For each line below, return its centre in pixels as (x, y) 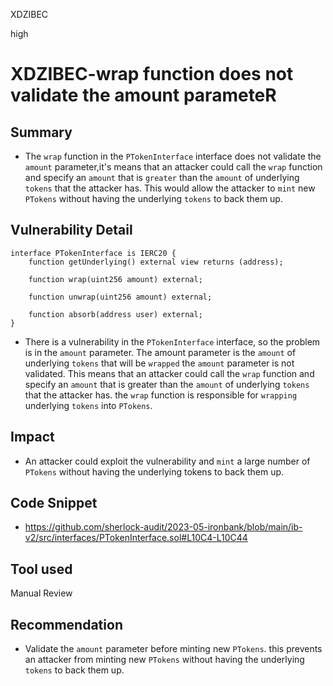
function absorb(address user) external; (115, 314)
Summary (41, 132)
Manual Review (41, 593)
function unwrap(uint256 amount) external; (120, 297)
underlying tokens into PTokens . (88, 405)
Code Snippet (54, 503)
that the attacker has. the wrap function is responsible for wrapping (161, 395)
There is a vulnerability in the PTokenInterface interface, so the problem (172, 341)
